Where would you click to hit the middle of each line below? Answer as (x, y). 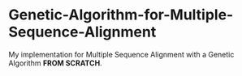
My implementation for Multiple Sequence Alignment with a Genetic (121, 54)
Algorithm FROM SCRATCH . (56, 63)
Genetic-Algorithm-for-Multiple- (121, 15)
